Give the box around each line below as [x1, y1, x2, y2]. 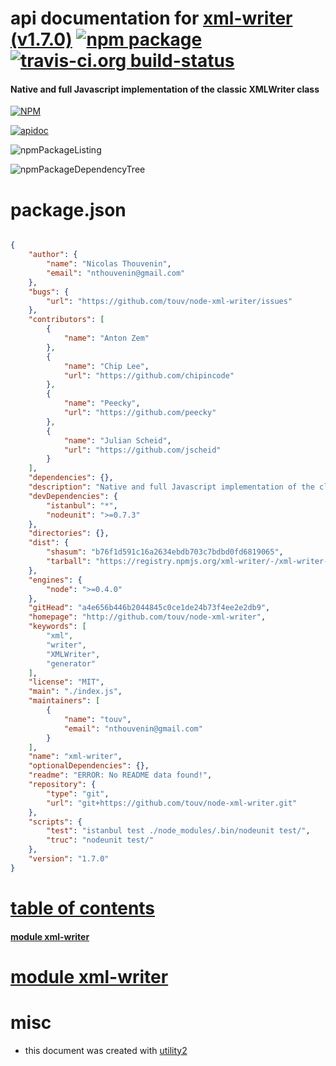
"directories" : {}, [28, 528, 110, 539]
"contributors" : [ [28, 315, 105, 325]
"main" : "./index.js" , [28, 687, 123, 697]
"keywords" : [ [28, 622, 87, 632]
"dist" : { [28, 538, 70, 548]
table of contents [10, 897, 156, 920]
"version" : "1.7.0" [28, 854, 110, 864]
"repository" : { [28, 780, 97, 790]
